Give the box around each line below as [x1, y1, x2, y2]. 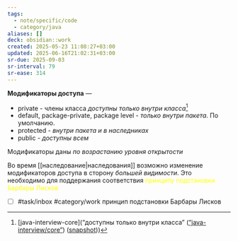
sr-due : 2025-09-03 [7, 57, 65, 64]
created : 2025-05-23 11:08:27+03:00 [7, 43, 115, 50]
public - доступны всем [17, 134, 89, 142]
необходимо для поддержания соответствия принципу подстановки [7, 176, 215, 184]
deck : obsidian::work [7, 37, 72, 44]
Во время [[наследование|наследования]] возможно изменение [7, 161, 203, 170]
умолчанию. [17, 119, 55, 127]
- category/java [13, 23, 62, 30]
